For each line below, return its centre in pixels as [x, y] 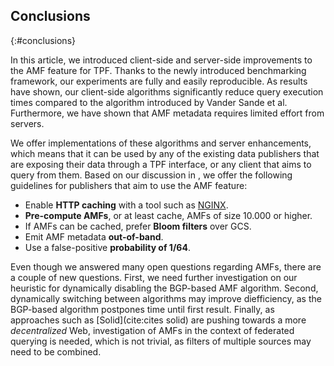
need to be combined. [56, 351]
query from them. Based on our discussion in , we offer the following [151, 175]
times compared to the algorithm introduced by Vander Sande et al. [149, 102]
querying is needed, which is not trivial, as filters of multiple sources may [161, 341]
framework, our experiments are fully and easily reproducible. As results [159, 81]
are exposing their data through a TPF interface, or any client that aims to [161, 164]
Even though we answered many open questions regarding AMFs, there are [166, 266]
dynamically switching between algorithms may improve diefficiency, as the [166, 298]
